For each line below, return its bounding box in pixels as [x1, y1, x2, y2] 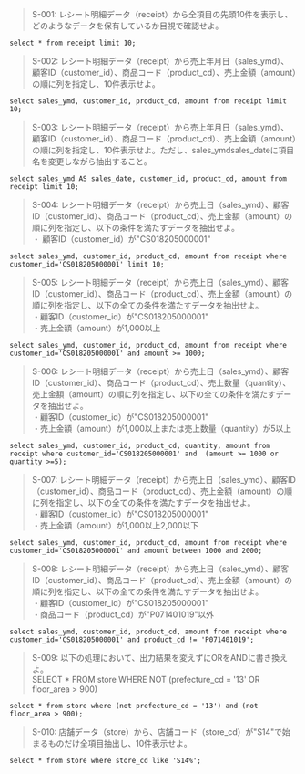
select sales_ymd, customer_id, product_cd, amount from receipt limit [9, 97, 287, 106]
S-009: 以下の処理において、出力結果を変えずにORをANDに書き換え [31, 653, 289, 663]
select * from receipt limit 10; [9, 38, 137, 47]
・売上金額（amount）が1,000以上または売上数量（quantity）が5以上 [31, 424, 292, 434]
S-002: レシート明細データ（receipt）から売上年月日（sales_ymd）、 [31, 56, 290, 67]
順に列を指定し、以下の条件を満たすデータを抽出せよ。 [31, 223, 239, 233]
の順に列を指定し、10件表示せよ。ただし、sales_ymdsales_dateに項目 [31, 145, 295, 155]
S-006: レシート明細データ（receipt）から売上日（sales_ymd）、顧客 [31, 366, 290, 377]
